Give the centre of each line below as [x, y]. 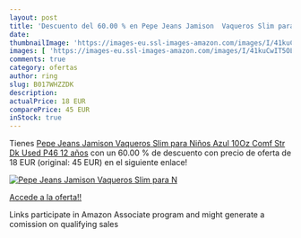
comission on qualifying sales [64, 225]
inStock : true [36, 118]
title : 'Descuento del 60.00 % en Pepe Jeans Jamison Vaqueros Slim [142, 26]
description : [34, 93]
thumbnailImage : [39, 43]
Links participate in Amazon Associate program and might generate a [137, 215]
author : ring [34, 76]
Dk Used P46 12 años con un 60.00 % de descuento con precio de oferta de [150, 153]
